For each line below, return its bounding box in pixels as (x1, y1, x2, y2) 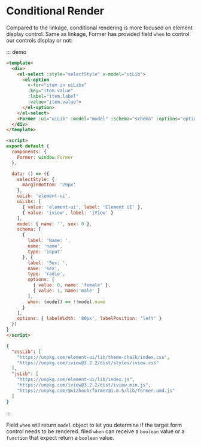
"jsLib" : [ (11, 371, 39, 377)
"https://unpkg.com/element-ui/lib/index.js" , (17, 376, 135, 383)
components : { (11, 149, 47, 155)
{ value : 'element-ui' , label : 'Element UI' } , (22, 204, 144, 210)
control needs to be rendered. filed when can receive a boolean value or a (6, 427, 185, 435)
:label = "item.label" (28, 93, 79, 99)
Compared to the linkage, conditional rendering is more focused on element (6, 24, 193, 31)
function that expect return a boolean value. (6, 434, 115, 441)
